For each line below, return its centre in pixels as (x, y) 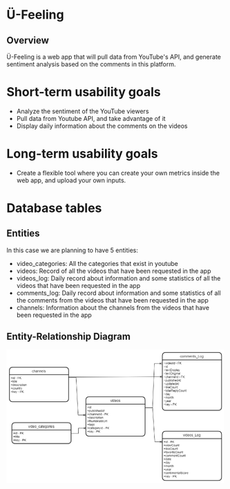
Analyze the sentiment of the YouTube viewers (83, 111)
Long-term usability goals (82, 154)
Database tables (54, 208)
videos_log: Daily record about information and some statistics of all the (118, 278)
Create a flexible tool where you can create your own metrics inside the (118, 173)
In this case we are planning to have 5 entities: (73, 250)
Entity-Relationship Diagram (68, 337)
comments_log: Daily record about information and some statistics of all (119, 293)
